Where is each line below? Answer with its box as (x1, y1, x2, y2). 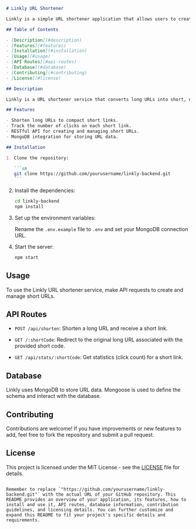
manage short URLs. (6, 293, 55, 300)
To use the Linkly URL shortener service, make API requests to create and (6, 286, 184, 293)
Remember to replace (6, 486, 57, 492)
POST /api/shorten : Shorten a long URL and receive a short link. (14, 325, 168, 332)
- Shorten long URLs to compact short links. (6, 118, 118, 123)
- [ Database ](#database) (6, 64, 66, 70)
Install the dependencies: (14, 187, 76, 194)
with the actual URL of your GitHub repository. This (43, 492, 176, 497)
